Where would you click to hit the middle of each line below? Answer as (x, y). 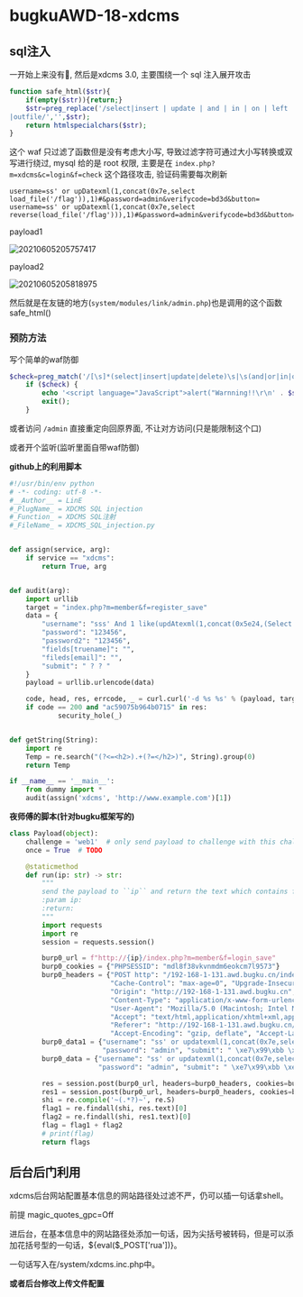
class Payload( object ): (54, 834)
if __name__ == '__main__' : (62, 781)
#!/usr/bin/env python (52, 483)
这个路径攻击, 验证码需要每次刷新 (166, 174)
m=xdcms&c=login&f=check (56, 175)
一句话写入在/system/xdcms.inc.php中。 (85, 1265)
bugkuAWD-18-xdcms (95, 16)
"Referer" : (130, 1025)
